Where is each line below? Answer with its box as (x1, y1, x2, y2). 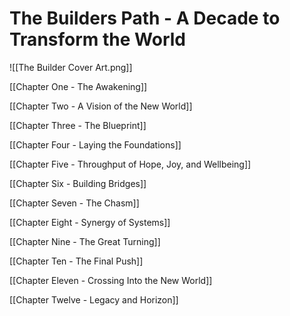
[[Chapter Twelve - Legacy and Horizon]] (9, 293, 179, 306)
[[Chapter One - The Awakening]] (9, 80, 148, 92)
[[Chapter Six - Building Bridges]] (9, 177, 147, 189)
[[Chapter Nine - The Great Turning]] (9, 235, 161, 247)
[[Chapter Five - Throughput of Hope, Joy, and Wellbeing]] (9, 158, 252, 170)
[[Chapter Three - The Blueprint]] (9, 119, 147, 131)
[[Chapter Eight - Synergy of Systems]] (9, 216, 171, 228)
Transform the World (9, 28, 186, 51)
